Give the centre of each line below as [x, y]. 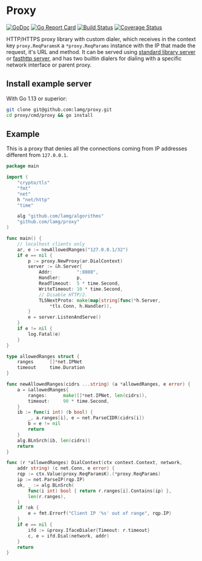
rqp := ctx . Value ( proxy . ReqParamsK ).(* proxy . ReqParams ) [89, 474]
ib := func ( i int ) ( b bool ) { [55, 413]
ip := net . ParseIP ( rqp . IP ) [51, 480]
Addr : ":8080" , [68, 272]
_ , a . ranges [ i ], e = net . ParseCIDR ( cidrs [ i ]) [86, 418]
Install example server [49, 84]
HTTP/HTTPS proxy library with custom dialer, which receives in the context [101, 39]
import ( [17, 177]
